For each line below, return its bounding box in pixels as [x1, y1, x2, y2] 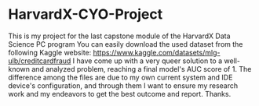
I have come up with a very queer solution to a [72, 56, 223, 65]
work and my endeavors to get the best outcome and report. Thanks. [8, 89, 232, 98]
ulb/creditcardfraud [8, 56, 71, 65]
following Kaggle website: [8, 48, 92, 57]
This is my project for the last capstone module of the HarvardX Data [8, 31, 231, 41]
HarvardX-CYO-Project [8, 5, 163, 23]
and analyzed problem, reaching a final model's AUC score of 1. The [31, 64, 252, 73]
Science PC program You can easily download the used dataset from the [8, 39, 243, 48]
